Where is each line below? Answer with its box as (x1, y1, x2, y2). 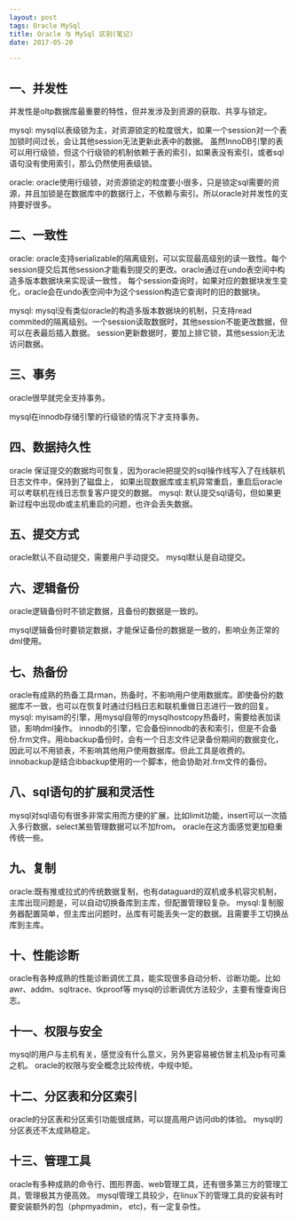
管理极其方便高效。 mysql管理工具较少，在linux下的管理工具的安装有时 (24, 1190, 284, 1200)
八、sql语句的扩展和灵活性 (9, 785, 155, 800)
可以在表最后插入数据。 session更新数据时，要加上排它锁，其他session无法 (9, 327, 285, 338)
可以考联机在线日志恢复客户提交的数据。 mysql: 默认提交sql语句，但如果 (9, 487, 274, 498)
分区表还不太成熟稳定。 (9, 1125, 95, 1136)
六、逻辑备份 (9, 580, 80, 595)
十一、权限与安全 (9, 1024, 103, 1039)
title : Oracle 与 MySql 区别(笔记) (9, 29, 135, 38)
